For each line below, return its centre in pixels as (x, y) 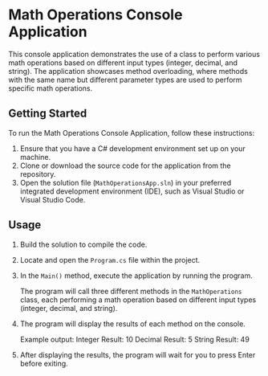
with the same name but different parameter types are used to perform (125, 80)
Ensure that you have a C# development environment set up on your (133, 148)
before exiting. (44, 363)
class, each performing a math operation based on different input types (138, 300)
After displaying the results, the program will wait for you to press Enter (138, 354)
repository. (38, 174)
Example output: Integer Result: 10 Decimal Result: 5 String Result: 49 (135, 339)
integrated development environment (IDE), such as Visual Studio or (132, 191)
